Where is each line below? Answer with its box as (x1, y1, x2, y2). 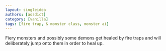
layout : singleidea (5, 7, 46, 12)
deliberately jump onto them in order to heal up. (5, 40, 104, 46)
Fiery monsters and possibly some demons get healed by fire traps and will (5, 35, 161, 41)
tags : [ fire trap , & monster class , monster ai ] (5, 21, 109, 26)
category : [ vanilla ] (5, 16, 49, 21)
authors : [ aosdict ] (5, 12, 46, 17)
